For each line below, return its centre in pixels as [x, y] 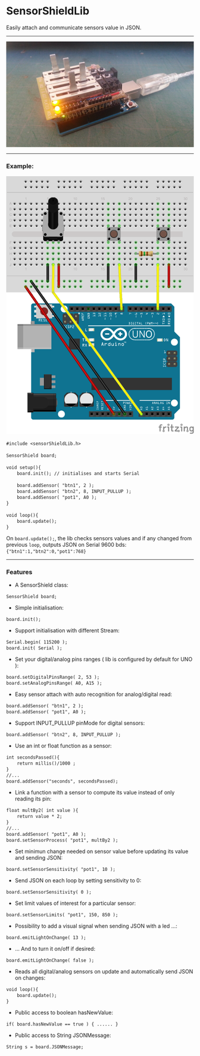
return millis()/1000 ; [46, 763]
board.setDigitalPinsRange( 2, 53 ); [53, 677]
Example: [20, 167]
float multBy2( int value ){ [42, 810]
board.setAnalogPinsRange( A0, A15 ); [54, 683]
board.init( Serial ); [34, 648]
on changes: [30, 978]
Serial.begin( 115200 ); [37, 642]
